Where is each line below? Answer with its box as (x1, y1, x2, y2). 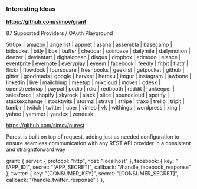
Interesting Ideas (6, 5, 56, 13)
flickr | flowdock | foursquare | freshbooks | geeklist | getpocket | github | (6, 66, 185, 73)
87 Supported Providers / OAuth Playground (6, 30, 113, 37)
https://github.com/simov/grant (6, 18, 87, 25)
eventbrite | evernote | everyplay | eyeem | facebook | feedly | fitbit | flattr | (6, 60, 189, 67)
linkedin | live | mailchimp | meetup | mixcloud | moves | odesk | (6, 79, 160, 86)
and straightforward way (6, 146, 66, 153)
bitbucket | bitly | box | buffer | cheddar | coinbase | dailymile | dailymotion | (6, 47, 191, 55)
